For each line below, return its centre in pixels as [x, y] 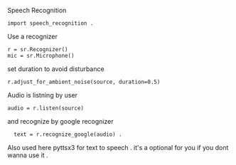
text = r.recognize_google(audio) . [68, 134]
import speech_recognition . [50, 23]
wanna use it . [28, 155]
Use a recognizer [33, 36]
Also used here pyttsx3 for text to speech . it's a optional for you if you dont [118, 148]
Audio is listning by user [43, 95]
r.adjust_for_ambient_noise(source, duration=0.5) [84, 82]
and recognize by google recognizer [60, 121]
